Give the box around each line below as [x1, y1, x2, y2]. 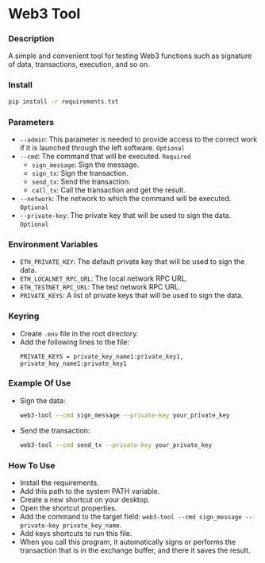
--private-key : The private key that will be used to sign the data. [19, 210, 232, 219]
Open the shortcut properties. [19, 503, 117, 513]
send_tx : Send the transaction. [31, 177, 131, 186]
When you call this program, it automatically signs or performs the [19, 537, 236, 546]
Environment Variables [8, 239, 98, 250]
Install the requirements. [19, 478, 99, 487]
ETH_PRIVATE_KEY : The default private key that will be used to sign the [19, 257, 245, 266]
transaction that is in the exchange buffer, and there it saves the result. [19, 546, 252, 555]
